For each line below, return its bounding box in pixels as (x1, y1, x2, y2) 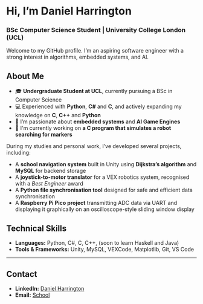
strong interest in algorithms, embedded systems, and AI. (6, 53, 149, 61)
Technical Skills (6, 223, 67, 233)
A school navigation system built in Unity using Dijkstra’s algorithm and (14, 161, 197, 168)
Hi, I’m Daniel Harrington (6, 4, 132, 18)
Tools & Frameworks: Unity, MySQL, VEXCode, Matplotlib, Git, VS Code (14, 246, 195, 253)
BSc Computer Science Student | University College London (6, 26, 186, 34)
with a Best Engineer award (14, 180, 83, 187)
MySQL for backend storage (14, 167, 86, 175)
